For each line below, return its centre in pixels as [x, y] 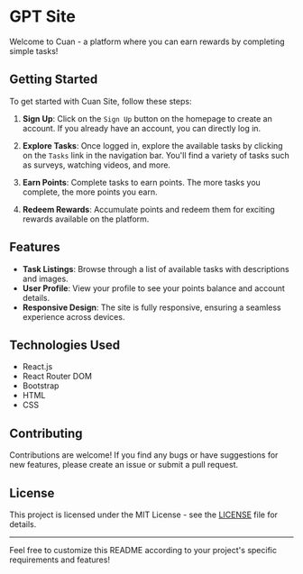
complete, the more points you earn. [90, 192]
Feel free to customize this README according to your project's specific [143, 550]
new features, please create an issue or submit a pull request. [124, 465]
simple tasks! [34, 50]
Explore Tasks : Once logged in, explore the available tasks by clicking [152, 145]
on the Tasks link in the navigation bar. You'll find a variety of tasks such [156, 155]
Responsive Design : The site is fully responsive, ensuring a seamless [151, 307]
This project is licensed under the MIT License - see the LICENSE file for [143, 515]
